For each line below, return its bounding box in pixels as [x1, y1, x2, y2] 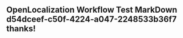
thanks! [6, 24, 36, 34]
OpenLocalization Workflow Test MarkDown [6, 5, 178, 15]
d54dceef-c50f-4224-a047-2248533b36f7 [6, 14, 177, 25]
